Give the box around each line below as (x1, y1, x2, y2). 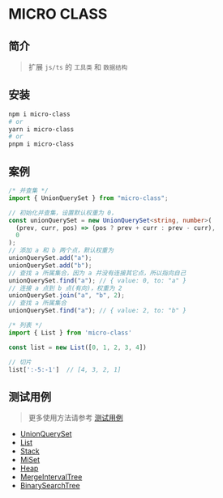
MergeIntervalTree (19, 472, 83, 482)
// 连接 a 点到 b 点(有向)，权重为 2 (8, 284, 122, 292)
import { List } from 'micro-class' (8, 329, 132, 337)
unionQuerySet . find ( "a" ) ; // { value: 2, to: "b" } (8, 307, 187, 315)
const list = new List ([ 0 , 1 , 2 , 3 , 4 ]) (8, 343, 148, 351)
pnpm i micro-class (8, 140, 75, 148)
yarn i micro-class (8, 125, 75, 134)
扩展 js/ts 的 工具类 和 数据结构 (28, 62, 128, 71)
